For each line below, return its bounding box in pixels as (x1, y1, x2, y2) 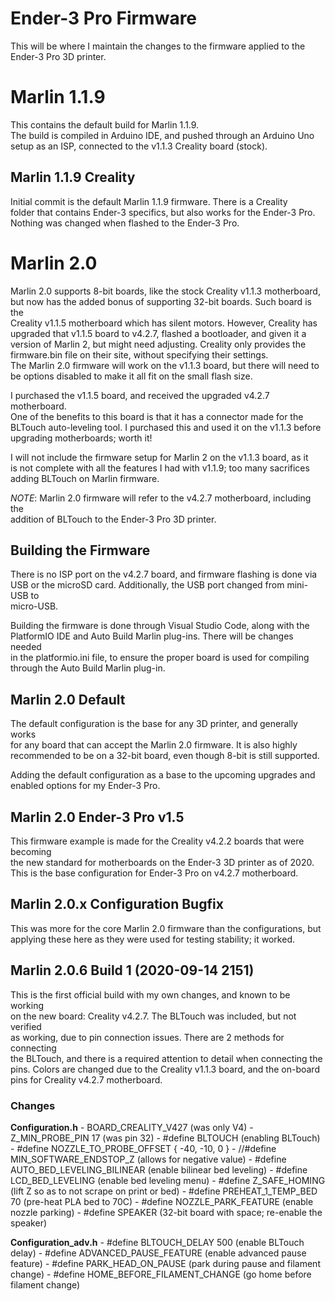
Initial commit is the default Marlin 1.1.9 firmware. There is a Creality (10, 195, 288, 207)
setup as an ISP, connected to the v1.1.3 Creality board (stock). (10, 140, 268, 152)
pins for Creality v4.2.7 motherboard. (10, 1073, 163, 1086)
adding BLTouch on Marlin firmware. (10, 472, 160, 484)
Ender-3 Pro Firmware (10, 7, 198, 30)
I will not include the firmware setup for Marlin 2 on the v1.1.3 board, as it (10, 451, 309, 463)
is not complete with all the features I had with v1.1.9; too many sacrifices (10, 462, 310, 474)
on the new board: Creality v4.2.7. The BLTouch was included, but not (10, 1010, 297, 1022)
